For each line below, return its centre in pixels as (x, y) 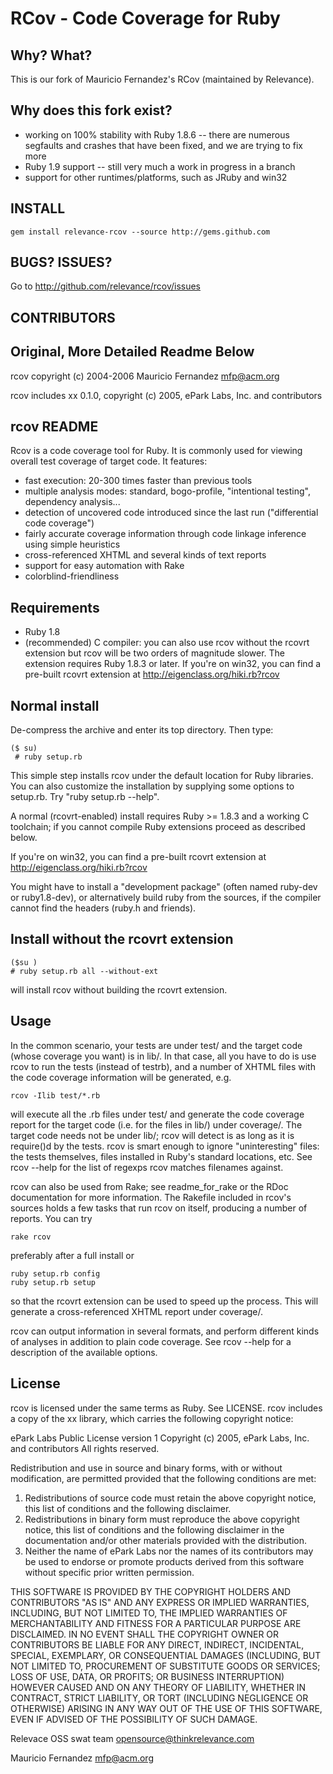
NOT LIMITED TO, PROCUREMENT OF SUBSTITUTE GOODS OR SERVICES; (165, 1666)
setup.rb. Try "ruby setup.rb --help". (85, 797)
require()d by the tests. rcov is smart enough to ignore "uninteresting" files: (165, 1146)
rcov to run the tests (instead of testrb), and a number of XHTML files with (163, 1066)
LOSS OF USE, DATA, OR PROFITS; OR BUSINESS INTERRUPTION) (147, 1676)
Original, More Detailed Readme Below (132, 352)
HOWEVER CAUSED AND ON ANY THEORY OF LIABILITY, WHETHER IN (158, 1687)
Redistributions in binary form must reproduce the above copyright (162, 1519)
